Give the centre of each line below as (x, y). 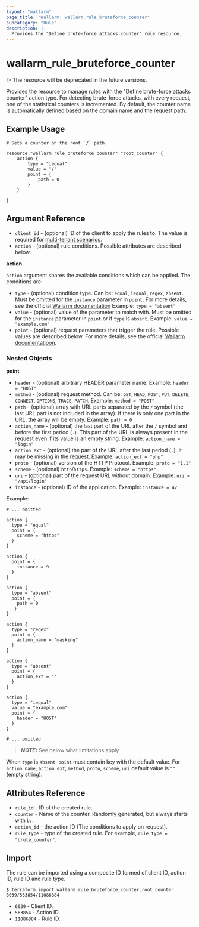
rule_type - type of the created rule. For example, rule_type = (91, 833)
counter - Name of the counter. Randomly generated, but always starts (101, 814)
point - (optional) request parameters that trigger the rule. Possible (97, 330)
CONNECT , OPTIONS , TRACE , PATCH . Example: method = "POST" (85, 400)
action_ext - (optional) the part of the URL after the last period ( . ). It (98, 450)
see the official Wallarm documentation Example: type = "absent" (95, 305)
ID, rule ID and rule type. (36, 879)
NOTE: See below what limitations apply (70, 750)
